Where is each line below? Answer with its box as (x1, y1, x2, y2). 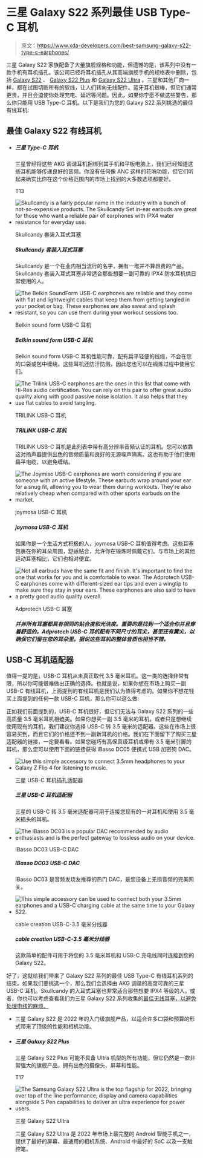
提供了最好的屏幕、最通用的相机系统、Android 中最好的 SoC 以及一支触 (14, 1138, 193, 1145)
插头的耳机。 (20, 815, 53, 823)
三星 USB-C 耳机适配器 (14, 791, 72, 799)
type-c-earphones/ (21, 48, 69, 56)
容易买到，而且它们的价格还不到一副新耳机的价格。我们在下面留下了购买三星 (6, 730, 197, 738)
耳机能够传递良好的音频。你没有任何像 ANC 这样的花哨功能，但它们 (20, 168, 189, 175)
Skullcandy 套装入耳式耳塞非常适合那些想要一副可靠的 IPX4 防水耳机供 (14, 270, 192, 277)
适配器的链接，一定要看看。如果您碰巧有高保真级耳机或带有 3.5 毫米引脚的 (6, 738, 192, 745)
